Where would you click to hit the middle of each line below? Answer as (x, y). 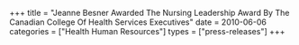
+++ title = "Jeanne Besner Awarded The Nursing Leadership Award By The (149, 13)
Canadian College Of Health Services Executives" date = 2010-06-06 (138, 22)
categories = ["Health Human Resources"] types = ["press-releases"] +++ (147, 31)
